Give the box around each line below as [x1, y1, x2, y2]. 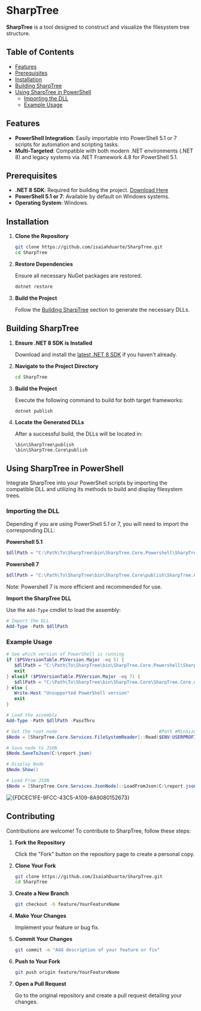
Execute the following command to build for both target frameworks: [14, 396, 184, 404]
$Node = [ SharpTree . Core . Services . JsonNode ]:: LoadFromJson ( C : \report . [6, 783, 186, 789]
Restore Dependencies [14, 260, 74, 267]
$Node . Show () [6, 767, 39, 773]
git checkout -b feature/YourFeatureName [14, 902, 120, 908]
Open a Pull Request [14, 980, 67, 987]
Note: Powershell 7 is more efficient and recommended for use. [6, 583, 163, 590]
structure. [6, 29, 31, 36]
